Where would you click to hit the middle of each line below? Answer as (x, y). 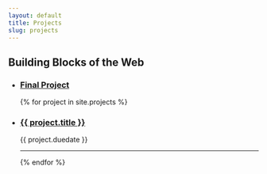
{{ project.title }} (52, 122)
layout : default (35, 15)
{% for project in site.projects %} (74, 102)
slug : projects (33, 30)
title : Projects (35, 23)
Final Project (44, 85)
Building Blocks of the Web (76, 62)
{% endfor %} (43, 162)
